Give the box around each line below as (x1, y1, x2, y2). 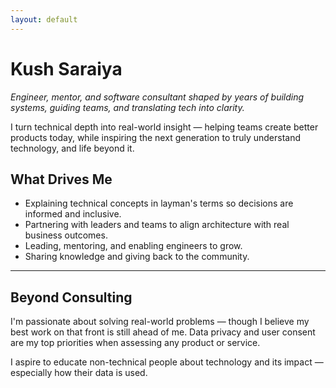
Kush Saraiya (10, 57, 123, 80)
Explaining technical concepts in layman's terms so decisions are (24, 197, 294, 210)
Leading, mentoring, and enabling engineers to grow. (24, 240, 243, 252)
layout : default (10, 14, 78, 25)
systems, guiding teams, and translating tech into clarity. (10, 101, 245, 113)
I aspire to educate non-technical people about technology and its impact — (10, 356, 324, 368)
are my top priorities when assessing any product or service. (10, 337, 261, 349)
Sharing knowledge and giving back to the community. (24, 251, 250, 263)
